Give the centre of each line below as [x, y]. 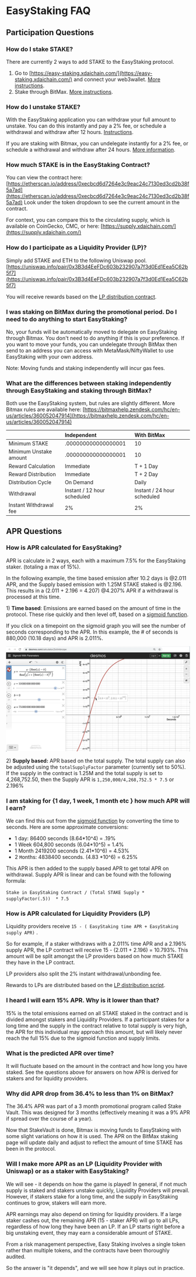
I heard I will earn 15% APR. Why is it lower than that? [83, 1001]
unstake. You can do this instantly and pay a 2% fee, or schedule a [86, 126]
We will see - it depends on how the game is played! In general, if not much [97, 1184]
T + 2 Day [146, 474]
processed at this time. [34, 597]
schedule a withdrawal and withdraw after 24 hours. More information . [91, 150]
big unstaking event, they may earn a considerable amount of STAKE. [89, 1233]
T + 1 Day [146, 466]
